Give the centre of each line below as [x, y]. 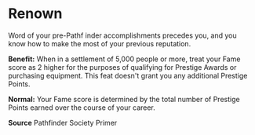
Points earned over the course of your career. [82, 108]
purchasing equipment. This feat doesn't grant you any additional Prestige [128, 75]
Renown [35, 14]
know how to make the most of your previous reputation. [100, 43]
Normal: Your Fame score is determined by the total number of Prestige [124, 99]
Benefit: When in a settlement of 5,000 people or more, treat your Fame [124, 59]
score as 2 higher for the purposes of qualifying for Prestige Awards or [122, 67]
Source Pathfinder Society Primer [63, 122]
